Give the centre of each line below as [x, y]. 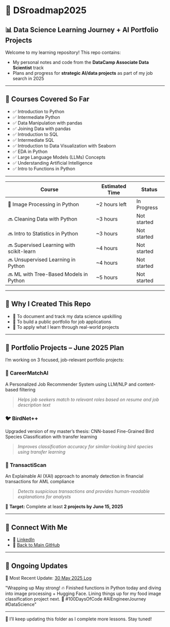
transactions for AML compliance [40, 482]
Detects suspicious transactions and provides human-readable [84, 491]
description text [34, 405]
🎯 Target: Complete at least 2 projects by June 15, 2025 [64, 507]
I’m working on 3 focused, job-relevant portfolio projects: [65, 360]
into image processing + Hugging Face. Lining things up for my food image [83, 593]
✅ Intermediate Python [36, 117]
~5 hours [107, 277]
